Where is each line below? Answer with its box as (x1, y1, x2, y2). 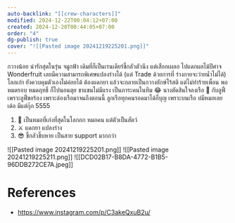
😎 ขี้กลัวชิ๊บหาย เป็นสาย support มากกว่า (17, 131, 117, 140)
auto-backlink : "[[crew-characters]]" (7, 10, 121, 18)
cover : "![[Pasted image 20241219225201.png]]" (7, 43, 150, 50)
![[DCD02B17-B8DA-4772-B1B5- (73, 153, 169, 161)
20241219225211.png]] (7, 153, 73, 161)
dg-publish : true (7, 36, 58, 43)
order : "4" (7, 29, 39, 37)
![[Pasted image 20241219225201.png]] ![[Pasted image (7, 145, 169, 154)
